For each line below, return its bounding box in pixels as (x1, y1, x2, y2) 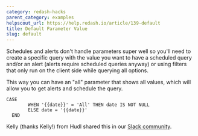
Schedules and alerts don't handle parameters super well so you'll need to (6, 48, 191, 55)
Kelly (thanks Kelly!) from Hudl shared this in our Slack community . (6, 123, 172, 130)
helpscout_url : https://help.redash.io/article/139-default (6, 20, 161, 26)
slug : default (6, 31, 42, 37)
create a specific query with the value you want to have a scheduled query (6, 54, 192, 61)
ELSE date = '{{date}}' (28, 107, 88, 113)
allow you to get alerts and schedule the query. (6, 85, 123, 92)
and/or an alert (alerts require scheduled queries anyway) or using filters (6, 61, 187, 68)
